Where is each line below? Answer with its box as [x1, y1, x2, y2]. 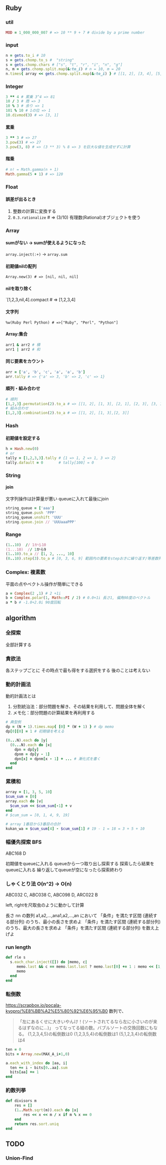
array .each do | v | [5, 799, 43, 804]
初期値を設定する [5, 435, 40, 441]
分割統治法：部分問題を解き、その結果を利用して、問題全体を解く [12, 703, 146, 709]
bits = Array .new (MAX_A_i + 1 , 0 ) [5, 1051, 70, 1057]
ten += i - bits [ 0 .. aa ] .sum [10, 1065, 68, 1070]
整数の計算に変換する [12, 208, 56, 214]
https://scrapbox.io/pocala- [5, 1002, 62, 1008]
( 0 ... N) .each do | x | [10, 742, 52, 747]
